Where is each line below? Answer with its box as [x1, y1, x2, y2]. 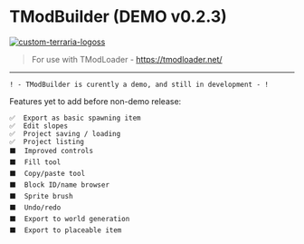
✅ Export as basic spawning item [9, 113, 141, 122]
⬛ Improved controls [9, 146, 93, 155]
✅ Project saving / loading [9, 129, 121, 138]
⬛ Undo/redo [9, 202, 62, 212]
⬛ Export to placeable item [9, 225, 122, 235]
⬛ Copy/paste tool [9, 169, 86, 178]
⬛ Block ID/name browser [9, 180, 110, 190]
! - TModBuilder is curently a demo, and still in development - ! [9, 80, 270, 89]
